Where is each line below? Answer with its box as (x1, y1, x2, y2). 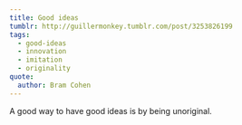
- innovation (17, 47, 67, 56)
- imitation (17, 55, 63, 64)
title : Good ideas (9, 13, 79, 23)
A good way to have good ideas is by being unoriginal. (9, 105, 213, 116)
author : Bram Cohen (17, 81, 92, 90)
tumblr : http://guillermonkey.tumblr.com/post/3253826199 (9, 22, 233, 31)
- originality (17, 64, 71, 73)
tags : (9, 30, 30, 39)
